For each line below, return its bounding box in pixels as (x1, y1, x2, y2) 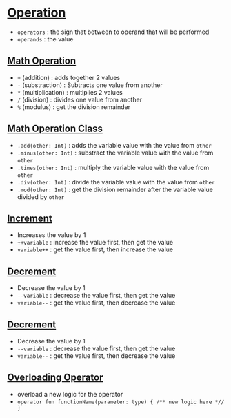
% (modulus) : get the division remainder (17, 102, 131, 111)
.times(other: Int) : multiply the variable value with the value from (17, 163, 210, 171)
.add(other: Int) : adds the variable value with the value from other (17, 141, 212, 149)
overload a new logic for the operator (17, 390, 123, 398)
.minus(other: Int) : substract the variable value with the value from (17, 149, 214, 157)
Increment (7, 212, 53, 224)
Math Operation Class (7, 123, 103, 135)
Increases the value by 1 (17, 231, 86, 239)
